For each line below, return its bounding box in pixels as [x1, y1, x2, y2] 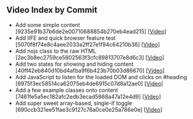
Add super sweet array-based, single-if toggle [15, 99, 132, 107]
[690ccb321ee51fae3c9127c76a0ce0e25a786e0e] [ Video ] [15, 106, 163, 113]
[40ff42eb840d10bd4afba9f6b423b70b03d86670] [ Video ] [15, 67, 165, 74]
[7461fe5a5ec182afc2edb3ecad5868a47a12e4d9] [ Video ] [15, 93, 161, 100]
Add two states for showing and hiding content [15, 60, 134, 67]
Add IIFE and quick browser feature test [15, 34, 116, 42]
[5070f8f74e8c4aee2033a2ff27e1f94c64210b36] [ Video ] [15, 40, 161, 48]
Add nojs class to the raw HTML [15, 47, 97, 55]
